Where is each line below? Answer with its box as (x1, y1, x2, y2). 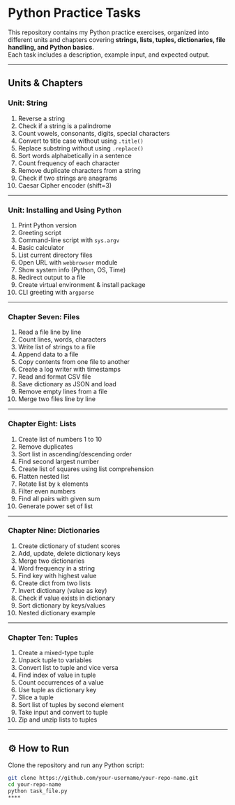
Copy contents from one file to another (17, 358, 130, 366)
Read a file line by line (17, 328, 82, 337)
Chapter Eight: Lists (8, 419, 77, 428)
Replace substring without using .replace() (17, 143, 144, 152)
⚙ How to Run (8, 742, 70, 754)
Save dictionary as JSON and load (17, 380, 117, 388)
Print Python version (17, 220, 77, 229)
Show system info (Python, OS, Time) (17, 265, 126, 274)
